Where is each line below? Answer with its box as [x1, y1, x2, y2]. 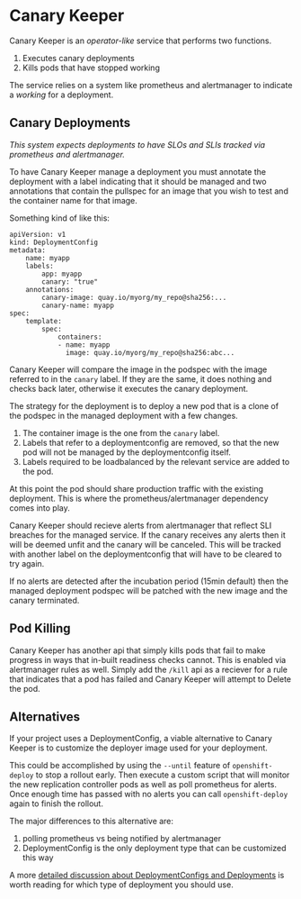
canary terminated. [9, 595, 80, 605]
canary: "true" [41, 277, 99, 286]
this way [22, 852, 54, 863]
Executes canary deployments [22, 52, 135, 63]
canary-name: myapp [41, 301, 115, 310]
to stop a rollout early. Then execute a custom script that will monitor [35, 769, 290, 780]
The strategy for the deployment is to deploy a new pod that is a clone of [9, 400, 279, 411]
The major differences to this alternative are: [9, 816, 173, 827]
